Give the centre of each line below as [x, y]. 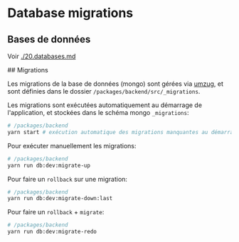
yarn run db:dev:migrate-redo [52, 232]
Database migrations [70, 13]
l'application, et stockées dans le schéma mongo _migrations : [98, 112]
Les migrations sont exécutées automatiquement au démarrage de [105, 105]
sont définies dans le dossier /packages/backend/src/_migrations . [104, 91]
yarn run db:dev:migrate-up [49, 165]
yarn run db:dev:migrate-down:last [60, 199]
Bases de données [49, 39]
